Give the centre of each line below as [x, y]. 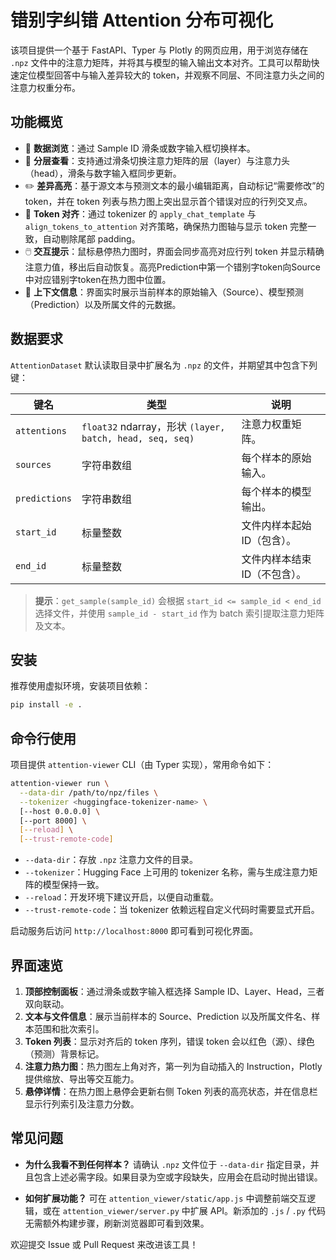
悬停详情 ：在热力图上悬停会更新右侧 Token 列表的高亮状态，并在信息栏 [171, 1091]
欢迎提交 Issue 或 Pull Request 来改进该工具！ [104, 1244]
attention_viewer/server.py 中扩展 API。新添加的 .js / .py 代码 [194, 1210]
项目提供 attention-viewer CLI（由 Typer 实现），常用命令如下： [142, 765]
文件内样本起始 [276, 525]
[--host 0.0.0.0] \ [60, 811]
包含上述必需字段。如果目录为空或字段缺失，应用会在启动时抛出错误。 [178, 1177]
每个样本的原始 [276, 458]
